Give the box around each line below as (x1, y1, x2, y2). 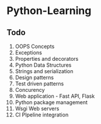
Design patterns (15, 74, 54, 81)
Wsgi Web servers (15, 105, 60, 112)
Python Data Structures (15, 61, 72, 68)
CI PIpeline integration (15, 111, 69, 118)
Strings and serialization (15, 68, 74, 74)
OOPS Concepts (15, 43, 55, 50)
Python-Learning (6, 4, 92, 18)
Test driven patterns (15, 80, 64, 87)
